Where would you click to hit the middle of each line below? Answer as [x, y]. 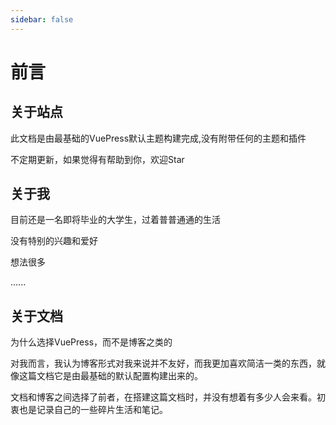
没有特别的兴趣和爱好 [54, 241]
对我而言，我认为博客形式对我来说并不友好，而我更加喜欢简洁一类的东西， [163, 363]
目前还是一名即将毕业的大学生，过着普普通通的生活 [115, 220]
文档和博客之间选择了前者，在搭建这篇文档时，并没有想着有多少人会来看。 [163, 397]
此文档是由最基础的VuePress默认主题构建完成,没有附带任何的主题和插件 [158, 138]
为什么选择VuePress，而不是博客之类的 [91, 342]
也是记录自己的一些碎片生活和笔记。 [93, 410]
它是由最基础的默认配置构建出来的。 [128, 376]
